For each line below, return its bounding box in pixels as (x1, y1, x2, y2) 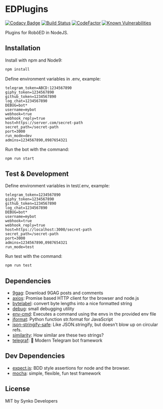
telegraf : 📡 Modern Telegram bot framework (12, 337, 103, 343)
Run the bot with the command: (5, 146, 69, 152)
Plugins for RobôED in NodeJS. (5, 29, 68, 35)
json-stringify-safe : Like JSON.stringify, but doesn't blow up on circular (12, 322, 159, 327)
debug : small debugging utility (12, 306, 74, 312)
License (5, 385, 30, 393)
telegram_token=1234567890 (5, 192, 61, 197)
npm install (5, 67, 30, 72)
